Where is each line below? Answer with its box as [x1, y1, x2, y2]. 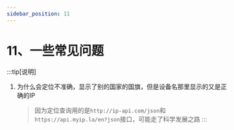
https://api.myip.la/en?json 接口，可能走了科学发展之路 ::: [34, 115, 207, 123]
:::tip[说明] [6, 67, 37, 76]
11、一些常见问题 [6, 43, 104, 58]
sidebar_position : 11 [6, 10, 70, 18]
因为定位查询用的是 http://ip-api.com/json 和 [34, 106, 166, 115]
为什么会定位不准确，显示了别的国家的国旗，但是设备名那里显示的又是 [16, 82, 221, 91]
